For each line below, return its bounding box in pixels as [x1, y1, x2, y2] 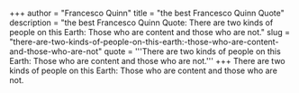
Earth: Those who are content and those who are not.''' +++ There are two [9, 56, 285, 66]
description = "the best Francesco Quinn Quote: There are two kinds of [9, 17, 274, 28]
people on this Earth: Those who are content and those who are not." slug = [9, 27, 291, 37]
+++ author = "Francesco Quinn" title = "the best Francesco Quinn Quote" [9, 8, 285, 18]
